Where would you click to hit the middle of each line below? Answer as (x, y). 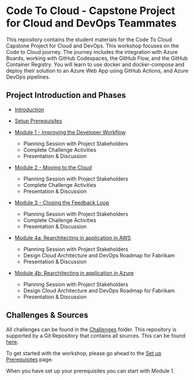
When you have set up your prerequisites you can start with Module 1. (90, 371)
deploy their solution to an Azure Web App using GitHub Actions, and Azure (97, 70)
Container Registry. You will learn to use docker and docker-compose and (95, 64)
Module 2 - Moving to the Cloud (53, 167)
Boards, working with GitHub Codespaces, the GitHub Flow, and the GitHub (97, 58)
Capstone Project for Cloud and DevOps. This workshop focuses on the (93, 46)
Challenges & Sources (47, 315)
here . (12, 342)
